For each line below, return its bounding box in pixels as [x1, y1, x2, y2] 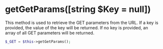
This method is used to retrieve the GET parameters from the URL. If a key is [5, 20, 159, 25]
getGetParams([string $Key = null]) [5, 4, 151, 15]
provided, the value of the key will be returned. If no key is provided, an [5, 24, 148, 30]
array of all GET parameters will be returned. [5, 30, 95, 36]
